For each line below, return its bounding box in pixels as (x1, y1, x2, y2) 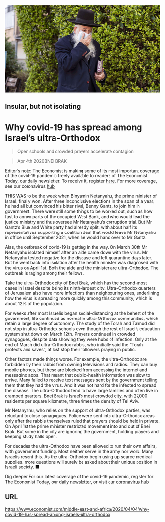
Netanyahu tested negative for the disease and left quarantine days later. (5, 254, 153, 261)
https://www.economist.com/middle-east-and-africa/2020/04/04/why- (5, 506, 150, 512)
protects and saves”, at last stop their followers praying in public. (5, 347, 136, 352)
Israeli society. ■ (5, 464, 40, 470)
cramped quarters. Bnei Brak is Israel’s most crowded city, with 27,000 (5, 393, 148, 399)
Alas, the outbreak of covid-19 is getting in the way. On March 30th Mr (5, 244, 147, 250)
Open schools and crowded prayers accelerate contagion (17, 148, 134, 154)
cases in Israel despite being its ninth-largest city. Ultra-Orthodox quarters (5, 285, 156, 290)
